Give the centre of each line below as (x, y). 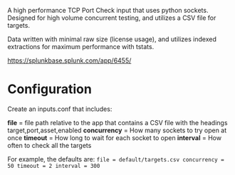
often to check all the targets (49, 145)
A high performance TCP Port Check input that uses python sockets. (108, 10)
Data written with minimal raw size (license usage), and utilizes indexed (112, 39)
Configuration (50, 89)
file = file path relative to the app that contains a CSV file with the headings (117, 122)
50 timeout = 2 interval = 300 (54, 166)
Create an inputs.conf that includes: (60, 109)
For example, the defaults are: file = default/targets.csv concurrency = (116, 159)
